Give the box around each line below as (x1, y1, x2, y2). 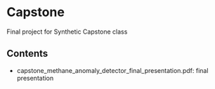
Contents (6, 48, 48, 60)
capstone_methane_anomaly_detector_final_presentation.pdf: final (16, 66, 209, 74)
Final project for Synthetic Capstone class (6, 27, 128, 36)
